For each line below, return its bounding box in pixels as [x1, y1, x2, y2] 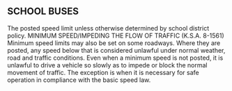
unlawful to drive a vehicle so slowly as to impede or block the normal [7, 60, 208, 69]
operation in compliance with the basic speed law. [7, 76, 151, 84]
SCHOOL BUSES [7, 6, 79, 17]
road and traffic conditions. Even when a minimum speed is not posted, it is [7, 53, 224, 62]
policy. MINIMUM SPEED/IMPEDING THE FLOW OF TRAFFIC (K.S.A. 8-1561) [7, 31, 224, 40]
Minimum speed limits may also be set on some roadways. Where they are [7, 38, 221, 47]
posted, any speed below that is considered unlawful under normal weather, [7, 46, 226, 54]
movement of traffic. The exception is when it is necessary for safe [7, 68, 200, 76]
